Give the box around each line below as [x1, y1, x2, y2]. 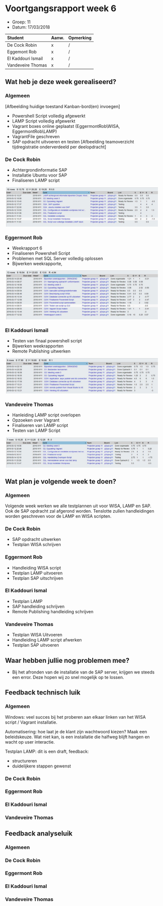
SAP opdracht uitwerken [12, 536, 61, 542]
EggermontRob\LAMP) [12, 128, 57, 134]
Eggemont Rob [7, 49, 37, 54]
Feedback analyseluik [5, 829, 73, 837]
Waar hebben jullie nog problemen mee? [5, 656, 130, 664]
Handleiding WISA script [12, 565, 62, 570]
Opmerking [68, 35, 92, 41]
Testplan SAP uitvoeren [12, 642, 59, 648]
